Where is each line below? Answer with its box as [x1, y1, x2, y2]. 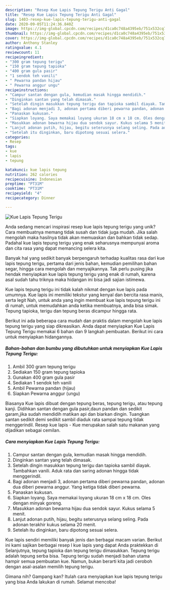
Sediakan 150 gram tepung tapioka [12, 369, 85, 375]
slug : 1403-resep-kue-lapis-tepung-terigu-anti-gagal [5, 17, 121, 22]
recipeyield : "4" [5, 191, 42, 196]
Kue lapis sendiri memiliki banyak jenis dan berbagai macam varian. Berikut [5, 536, 162, 542]
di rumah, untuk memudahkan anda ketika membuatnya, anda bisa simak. [5, 302, 158, 308]
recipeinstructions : [5, 87, 49, 93]
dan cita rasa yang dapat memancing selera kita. [5, 245, 107, 251]
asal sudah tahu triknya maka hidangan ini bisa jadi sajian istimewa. [5, 277, 146, 283]
